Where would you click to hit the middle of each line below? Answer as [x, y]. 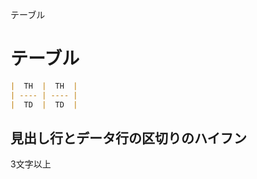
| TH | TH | [44, 86]
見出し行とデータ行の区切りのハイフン [128, 138]
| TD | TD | [44, 104]
